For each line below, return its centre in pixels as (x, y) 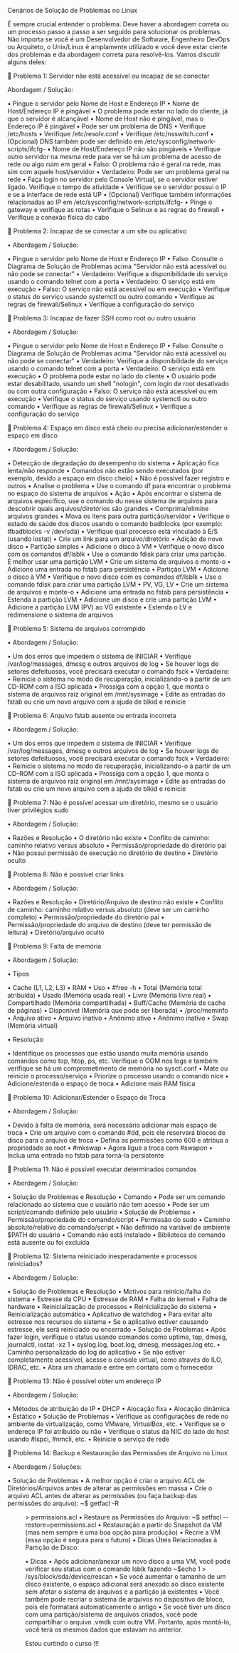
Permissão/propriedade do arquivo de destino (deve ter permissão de (110, 925)
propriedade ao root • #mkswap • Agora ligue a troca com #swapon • (110, 1148)
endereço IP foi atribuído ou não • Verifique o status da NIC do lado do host (118, 1431)
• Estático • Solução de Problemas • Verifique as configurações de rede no (118, 1416)
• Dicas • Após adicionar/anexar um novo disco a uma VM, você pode (128, 1561)
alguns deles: (27, 62)
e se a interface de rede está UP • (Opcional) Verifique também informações (119, 194)
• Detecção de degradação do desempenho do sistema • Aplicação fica (113, 463)
